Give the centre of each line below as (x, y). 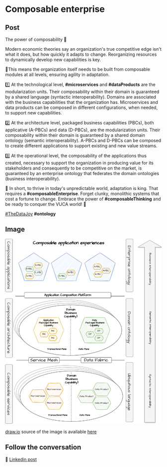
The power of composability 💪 (36, 39)
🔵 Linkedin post (21, 459)
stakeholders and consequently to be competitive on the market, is (74, 168)
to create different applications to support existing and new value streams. (81, 146)
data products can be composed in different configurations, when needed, (82, 107)
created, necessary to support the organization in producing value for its (80, 163)
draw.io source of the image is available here (51, 432)
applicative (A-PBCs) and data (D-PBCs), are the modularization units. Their (83, 130)
